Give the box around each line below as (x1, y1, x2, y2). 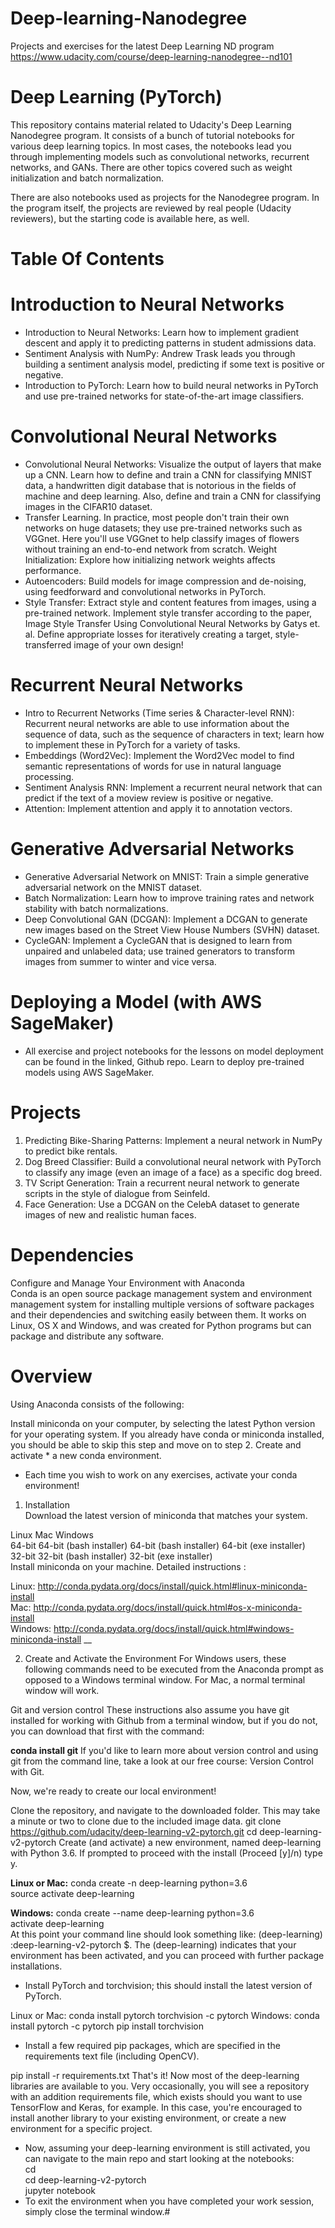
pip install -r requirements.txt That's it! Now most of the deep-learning (10, 2069, 300, 2081)
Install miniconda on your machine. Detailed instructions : (10, 1560, 247, 1572)
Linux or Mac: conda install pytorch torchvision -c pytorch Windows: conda (10, 2009, 320, 2021)
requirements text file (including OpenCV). (24, 2050, 200, 2062)
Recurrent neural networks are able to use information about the (24, 717, 290, 729)
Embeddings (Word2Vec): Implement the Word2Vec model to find (24, 749, 295, 761)
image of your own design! (73, 638, 184, 651)
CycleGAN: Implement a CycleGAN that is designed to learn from (24, 934, 293, 946)
